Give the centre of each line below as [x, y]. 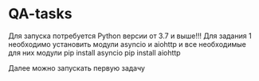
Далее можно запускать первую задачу [77, 67]
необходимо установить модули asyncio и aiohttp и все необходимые [128, 44]
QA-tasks [40, 14]
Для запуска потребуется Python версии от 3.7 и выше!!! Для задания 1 [130, 36]
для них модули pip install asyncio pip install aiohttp [94, 52]
